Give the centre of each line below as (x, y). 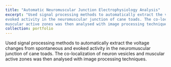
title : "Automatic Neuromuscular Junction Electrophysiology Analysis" (83, 10)
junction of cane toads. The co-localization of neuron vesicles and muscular (85, 54)
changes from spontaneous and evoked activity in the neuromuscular (78, 48)
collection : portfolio (29, 29)
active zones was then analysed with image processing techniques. (76, 59)
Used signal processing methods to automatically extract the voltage (77, 43)
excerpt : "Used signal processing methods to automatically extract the (84, 15)
